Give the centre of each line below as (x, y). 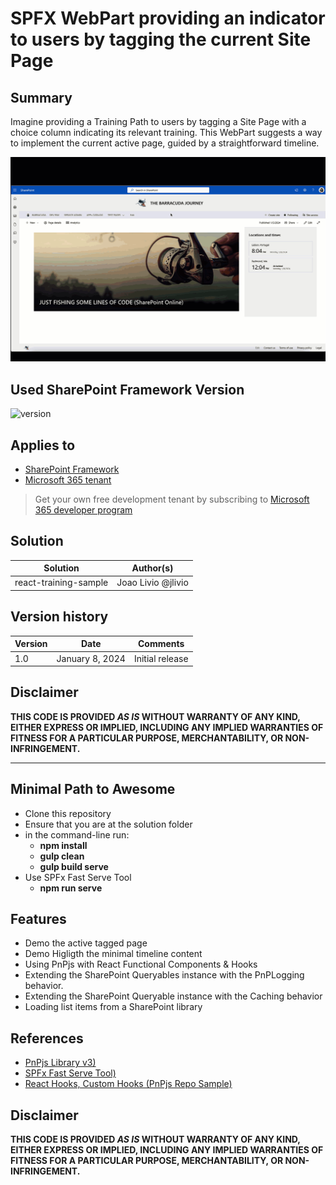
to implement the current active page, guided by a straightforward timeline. (165, 143)
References (47, 1038)
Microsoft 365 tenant (68, 479)
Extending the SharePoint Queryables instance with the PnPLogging (164, 975)
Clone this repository (68, 813)
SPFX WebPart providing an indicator (168, 18)
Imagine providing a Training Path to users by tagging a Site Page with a (158, 121)
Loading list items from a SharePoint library (113, 1007)
